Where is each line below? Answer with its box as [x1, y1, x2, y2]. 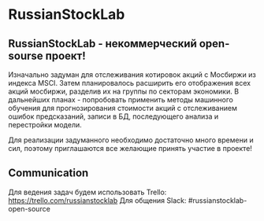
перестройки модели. [8, 120, 82, 129]
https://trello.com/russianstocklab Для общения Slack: [8, 195, 187, 205]
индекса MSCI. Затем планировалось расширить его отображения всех [8, 79, 251, 87]
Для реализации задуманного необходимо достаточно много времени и [8, 135, 254, 145]
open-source [8, 204, 51, 213]
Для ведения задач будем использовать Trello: [8, 187, 167, 197]
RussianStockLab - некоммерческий [8, 37, 197, 50]
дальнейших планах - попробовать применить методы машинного [8, 95, 234, 104]
